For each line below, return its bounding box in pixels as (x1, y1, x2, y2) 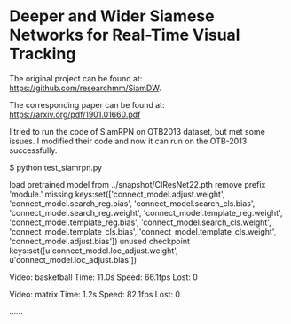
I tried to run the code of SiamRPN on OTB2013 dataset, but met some (9, 126, 266, 136)
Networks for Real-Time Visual (9, 25, 240, 45)
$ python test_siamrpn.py (9, 162, 103, 173)
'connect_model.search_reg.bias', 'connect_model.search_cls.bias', (9, 197, 256, 209)
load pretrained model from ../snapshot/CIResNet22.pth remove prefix (9, 179, 266, 189)
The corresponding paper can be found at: (9, 99, 165, 110)
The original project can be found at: (9, 73, 143, 83)
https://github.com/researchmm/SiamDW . (9, 82, 161, 93)
